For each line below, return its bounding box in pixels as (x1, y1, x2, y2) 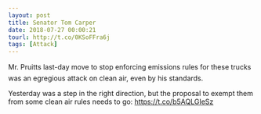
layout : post (8, 11, 51, 20)
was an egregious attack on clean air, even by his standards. (8, 73, 204, 83)
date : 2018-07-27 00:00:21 (8, 26, 96, 34)
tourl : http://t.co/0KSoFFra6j (8, 33, 111, 41)
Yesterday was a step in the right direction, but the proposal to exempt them (8, 89, 253, 98)
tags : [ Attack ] (8, 41, 58, 48)
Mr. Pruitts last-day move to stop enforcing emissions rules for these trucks (8, 62, 252, 72)
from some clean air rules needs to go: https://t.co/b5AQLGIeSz (8, 97, 214, 106)
